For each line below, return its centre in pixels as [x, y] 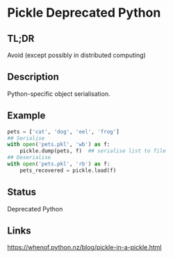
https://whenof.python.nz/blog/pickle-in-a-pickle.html [84, 248]
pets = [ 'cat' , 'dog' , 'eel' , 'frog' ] [63, 131]
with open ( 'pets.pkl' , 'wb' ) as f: [59, 145]
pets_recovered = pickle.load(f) [68, 170]
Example [26, 116]
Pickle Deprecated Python [84, 13]
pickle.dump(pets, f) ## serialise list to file [93, 151]
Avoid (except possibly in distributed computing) [76, 55]
